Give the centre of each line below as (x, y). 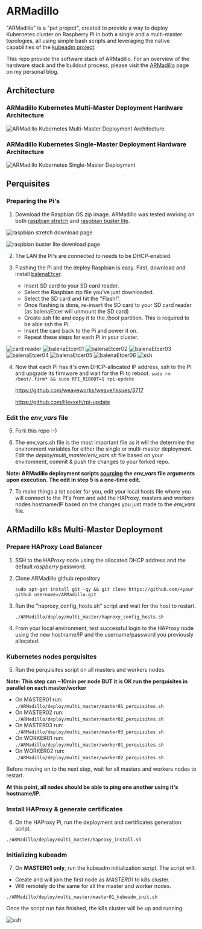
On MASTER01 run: (39, 699)
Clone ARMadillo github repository (58, 578)
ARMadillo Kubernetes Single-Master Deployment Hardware (96, 144)
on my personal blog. (33, 71)
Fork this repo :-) (36, 431)
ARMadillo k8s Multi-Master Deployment (85, 530)
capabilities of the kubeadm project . (51, 47)
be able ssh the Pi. (47, 324)
